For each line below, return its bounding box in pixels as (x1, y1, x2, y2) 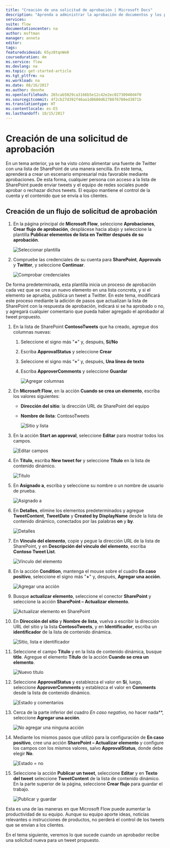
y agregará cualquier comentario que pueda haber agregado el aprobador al (6, 308, 164, 314)
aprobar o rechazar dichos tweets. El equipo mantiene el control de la (6, 187, 150, 193)
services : (6, 17, 27, 22)
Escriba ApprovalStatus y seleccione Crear (20, 348, 112, 354)
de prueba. (13, 488, 36, 494)
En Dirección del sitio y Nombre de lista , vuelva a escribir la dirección (13, 618, 159, 624)
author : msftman (6, 31, 40, 36)
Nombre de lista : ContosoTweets (20, 413, 90, 419)
